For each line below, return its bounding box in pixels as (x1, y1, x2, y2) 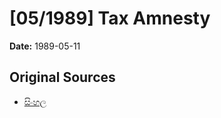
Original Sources (9, 69, 116, 86)
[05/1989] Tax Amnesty (9, 7, 211, 30)
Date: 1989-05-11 (9, 40, 81, 52)
